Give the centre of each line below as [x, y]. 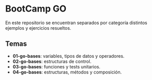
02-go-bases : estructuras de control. [52, 61]
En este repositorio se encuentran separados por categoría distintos [76, 23]
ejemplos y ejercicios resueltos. [38, 28]
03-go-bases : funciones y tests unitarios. [56, 66]
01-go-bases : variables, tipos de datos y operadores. [68, 56]
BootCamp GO [36, 9]
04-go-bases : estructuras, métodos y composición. [67, 72]
